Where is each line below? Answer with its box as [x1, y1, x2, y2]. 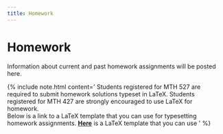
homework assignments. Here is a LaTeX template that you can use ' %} [7, 119, 211, 127]
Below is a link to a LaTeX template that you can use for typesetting [7, 111, 197, 120]
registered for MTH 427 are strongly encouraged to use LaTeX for [7, 97, 193, 105]
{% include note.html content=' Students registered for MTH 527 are [7, 83, 201, 91]
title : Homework [7, 10, 54, 17]
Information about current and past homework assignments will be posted [7, 62, 216, 70]
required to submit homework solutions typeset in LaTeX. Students [7, 90, 196, 98]
